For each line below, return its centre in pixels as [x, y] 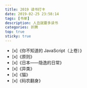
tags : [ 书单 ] [17, 18]
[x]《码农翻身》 [27, 80]
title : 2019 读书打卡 [25, 9]
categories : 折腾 [22, 27]
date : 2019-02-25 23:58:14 [32, 14]
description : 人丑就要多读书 [32, 23]
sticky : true [18, 37]
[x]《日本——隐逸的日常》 [38, 63]
